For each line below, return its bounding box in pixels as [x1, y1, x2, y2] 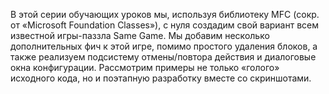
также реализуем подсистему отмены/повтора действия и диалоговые [10, 51, 317, 63]
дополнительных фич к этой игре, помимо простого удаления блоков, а [10, 40, 318, 52]
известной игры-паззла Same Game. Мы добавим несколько [10, 30, 270, 41]
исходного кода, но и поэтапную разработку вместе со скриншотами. [10, 72, 312, 84]
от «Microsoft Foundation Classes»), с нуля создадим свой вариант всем [10, 19, 320, 31]
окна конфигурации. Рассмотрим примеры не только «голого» [10, 62, 280, 73]
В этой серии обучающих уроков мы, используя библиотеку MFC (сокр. [10, 9, 320, 20]
